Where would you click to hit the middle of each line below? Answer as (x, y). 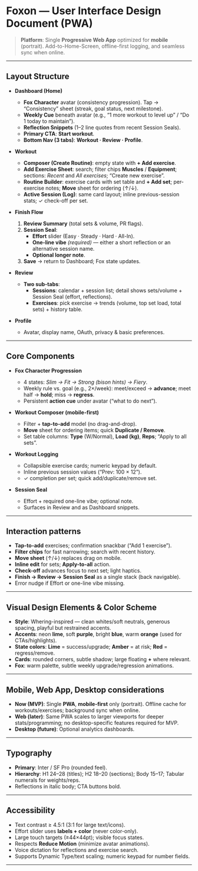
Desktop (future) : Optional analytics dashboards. (75, 729)
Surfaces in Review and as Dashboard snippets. (81, 507)
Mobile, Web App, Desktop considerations (85, 690)
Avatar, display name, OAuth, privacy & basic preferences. (94, 332)
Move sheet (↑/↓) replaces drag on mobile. (68, 558)
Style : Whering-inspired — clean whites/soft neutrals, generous (92, 621)
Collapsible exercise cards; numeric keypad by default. (90, 465)
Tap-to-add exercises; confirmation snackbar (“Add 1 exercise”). (93, 546)
